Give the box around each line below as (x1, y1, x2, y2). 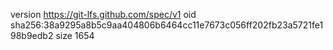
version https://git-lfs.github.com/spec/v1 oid (10, 9, 197, 20)
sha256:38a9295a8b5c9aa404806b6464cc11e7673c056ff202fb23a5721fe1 (10, 19, 324, 31)
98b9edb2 (10, 30, 54, 41)
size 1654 (55, 30, 95, 41)
